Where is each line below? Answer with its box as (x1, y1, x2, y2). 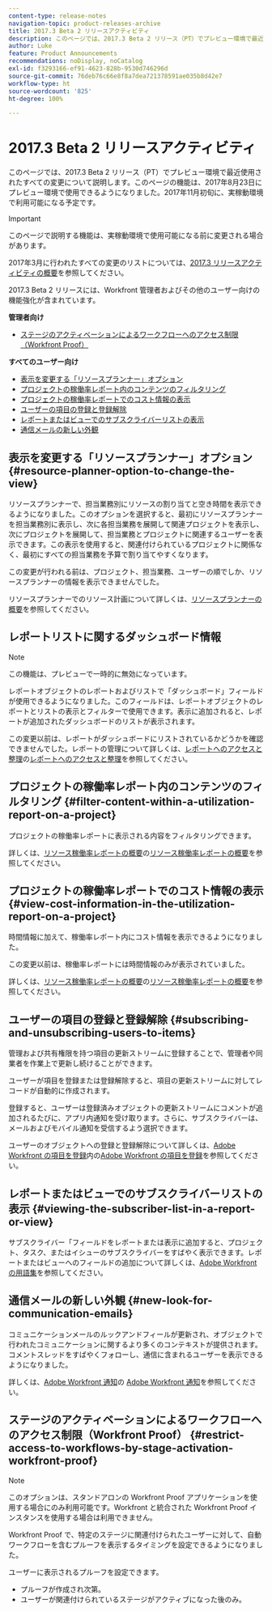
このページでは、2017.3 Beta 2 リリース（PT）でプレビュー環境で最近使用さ (8, 168, 262, 177)
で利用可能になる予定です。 (8, 197, 100, 207)
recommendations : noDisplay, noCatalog (8, 57, 143, 66)
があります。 (8, 240, 51, 251)
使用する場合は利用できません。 (50, 1512, 158, 1522)
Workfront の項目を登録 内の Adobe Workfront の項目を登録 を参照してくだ (8, 1151, 253, 1160)
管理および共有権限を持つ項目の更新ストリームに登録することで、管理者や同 (8, 1049, 263, 1058)
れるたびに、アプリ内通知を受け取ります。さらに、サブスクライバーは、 (22, 1114, 263, 1123)
